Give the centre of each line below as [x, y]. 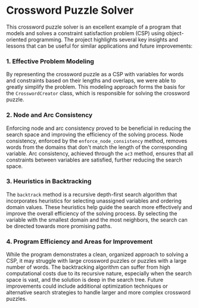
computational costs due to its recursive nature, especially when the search [99, 273]
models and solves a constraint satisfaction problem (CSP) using [85, 33]
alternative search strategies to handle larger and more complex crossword [98, 293]
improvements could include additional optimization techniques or [87, 286]
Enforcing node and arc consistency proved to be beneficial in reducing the [99, 128]
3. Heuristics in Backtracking [49, 181]
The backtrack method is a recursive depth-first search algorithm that [92, 194]
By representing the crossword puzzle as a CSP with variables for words [95, 74]
